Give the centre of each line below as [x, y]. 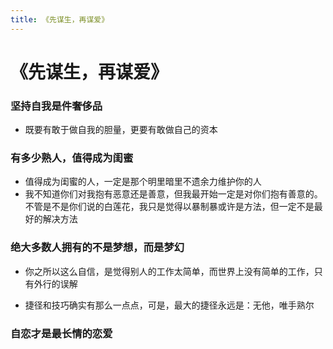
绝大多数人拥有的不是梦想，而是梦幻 [97, 248]
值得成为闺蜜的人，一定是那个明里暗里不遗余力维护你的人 [143, 182]
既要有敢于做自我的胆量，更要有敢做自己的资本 [121, 130]
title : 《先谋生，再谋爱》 [60, 19]
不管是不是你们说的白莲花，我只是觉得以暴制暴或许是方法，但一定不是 [169, 207]
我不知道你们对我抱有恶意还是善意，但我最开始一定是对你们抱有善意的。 [173, 194]
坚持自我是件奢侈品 [56, 106]
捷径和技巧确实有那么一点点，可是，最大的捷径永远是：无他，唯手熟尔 [169, 305]
